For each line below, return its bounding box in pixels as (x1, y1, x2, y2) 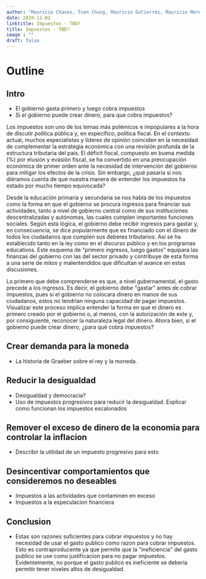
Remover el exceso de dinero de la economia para (6, 422, 200, 433)
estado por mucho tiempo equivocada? (6, 182, 105, 189)
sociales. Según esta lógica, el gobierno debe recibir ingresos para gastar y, (6, 220, 199, 227)
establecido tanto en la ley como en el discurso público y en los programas (6, 240, 196, 246)
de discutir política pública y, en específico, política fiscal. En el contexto (6, 130, 190, 137)
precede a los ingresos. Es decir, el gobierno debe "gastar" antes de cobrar (6, 284, 197, 291)
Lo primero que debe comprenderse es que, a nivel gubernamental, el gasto (6, 278, 199, 285)
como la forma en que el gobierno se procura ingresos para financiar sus (6, 200, 191, 208)
